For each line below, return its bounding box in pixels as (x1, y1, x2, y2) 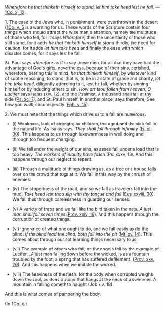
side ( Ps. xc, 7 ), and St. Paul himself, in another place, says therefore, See (5, 96, 155, 102)
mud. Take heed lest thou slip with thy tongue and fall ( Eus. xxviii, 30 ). (12, 191, 155, 197)
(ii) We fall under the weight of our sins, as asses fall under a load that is (12, 146, 159, 152)
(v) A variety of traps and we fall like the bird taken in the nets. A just (12, 206, 152, 212)
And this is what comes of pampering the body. (5, 291, 101, 297)
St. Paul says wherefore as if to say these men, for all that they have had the (5, 60, 159, 65)
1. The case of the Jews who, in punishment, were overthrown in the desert (5, 19, 158, 25)
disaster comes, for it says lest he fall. (5, 50, 82, 56)
